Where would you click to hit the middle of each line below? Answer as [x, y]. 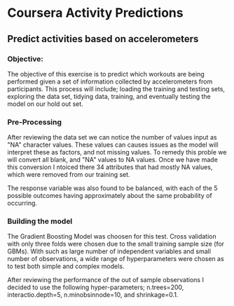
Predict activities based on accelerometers [103, 39]
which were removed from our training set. [69, 175]
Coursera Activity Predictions [95, 13]
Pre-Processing [34, 122]
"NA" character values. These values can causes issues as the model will [113, 145]
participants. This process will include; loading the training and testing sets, [116, 88]
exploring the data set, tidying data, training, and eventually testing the [109, 96]
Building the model [40, 221]
